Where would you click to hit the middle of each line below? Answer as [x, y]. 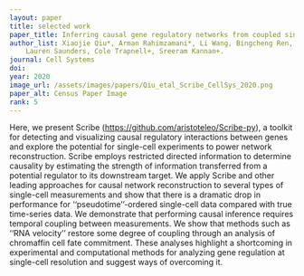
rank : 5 [24, 102]
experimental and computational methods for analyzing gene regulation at [147, 252]
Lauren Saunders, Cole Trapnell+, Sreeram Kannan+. [125, 52]
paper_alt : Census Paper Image [68, 93]
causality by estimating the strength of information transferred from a [138, 166]
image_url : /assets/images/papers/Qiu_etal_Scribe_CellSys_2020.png [141, 85]
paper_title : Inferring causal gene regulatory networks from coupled [145, 34]
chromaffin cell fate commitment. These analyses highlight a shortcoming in [151, 243]
